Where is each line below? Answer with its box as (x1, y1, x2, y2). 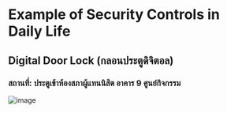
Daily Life (8, 22, 71, 40)
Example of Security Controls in (8, 6, 221, 24)
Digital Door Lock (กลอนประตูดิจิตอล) (8, 54, 174, 67)
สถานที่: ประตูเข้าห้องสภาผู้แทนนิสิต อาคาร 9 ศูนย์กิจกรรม (8, 77, 181, 89)
